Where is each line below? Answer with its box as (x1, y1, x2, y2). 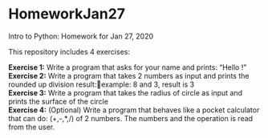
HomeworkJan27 (8, 5, 126, 23)
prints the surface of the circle (8, 96, 108, 106)
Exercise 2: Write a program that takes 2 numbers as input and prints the (8, 71, 250, 80)
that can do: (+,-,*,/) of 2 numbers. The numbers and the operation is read (8, 113, 254, 123)
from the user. (8, 122, 55, 132)
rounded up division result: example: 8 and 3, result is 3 (8, 79, 195, 89)
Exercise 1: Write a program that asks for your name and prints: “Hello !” (8, 62, 247, 72)
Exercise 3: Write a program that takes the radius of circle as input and (8, 87, 243, 97)
